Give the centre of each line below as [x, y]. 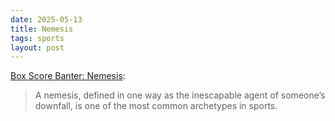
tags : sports [37, 38]
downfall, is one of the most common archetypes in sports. [156, 106]
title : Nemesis [42, 29]
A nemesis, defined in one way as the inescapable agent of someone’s [180, 95]
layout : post [37, 47]
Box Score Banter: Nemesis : [68, 76]
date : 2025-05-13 [46, 19]
